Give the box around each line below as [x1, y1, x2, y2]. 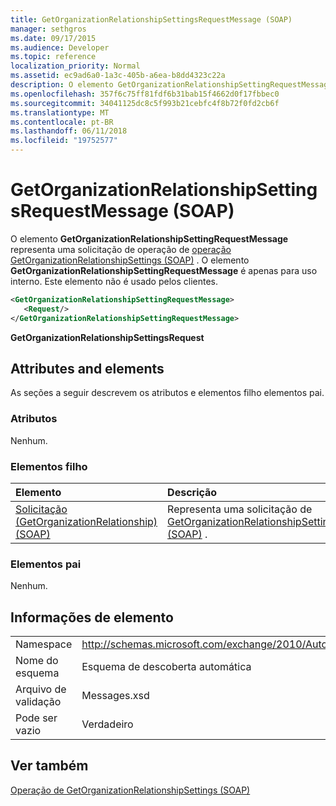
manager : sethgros [10, 24, 87, 34]
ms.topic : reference [10, 52, 97, 62]
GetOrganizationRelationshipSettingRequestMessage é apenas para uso [10, 264, 318, 276]
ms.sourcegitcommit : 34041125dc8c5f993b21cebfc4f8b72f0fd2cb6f [10, 98, 280, 108]
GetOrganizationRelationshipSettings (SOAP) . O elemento [10, 254, 250, 266]
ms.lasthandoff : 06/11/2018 [10, 126, 128, 136]
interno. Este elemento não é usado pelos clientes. [10, 275, 219, 287]
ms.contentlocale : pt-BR [10, 117, 114, 127]
